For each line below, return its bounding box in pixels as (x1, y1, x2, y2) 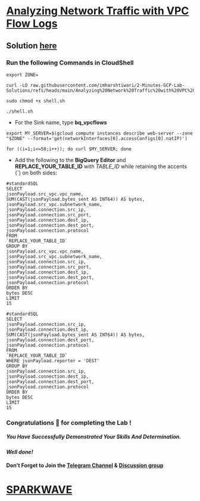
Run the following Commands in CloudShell (6, 58, 134, 67)
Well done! (6, 448, 34, 455)
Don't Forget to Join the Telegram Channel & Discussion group (6, 462, 164, 469)
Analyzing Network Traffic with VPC (6, 4, 189, 18)
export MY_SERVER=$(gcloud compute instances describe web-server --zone (6, 130, 193, 136)
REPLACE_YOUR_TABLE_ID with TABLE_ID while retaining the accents (14, 163, 187, 170)
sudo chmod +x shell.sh (6, 98, 65, 104)
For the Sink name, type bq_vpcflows (14, 119, 107, 126)
